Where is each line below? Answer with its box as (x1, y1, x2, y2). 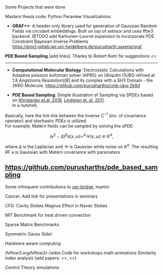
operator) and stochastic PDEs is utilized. (5, 118, 87, 124)
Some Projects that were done (5, 4, 65, 10)
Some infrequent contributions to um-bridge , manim (5, 183, 109, 189)
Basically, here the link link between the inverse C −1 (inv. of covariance (5, 112, 147, 118)
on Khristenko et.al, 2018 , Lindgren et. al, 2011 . (12, 97, 105, 103)
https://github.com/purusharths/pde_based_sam (5, 163, 158, 172)
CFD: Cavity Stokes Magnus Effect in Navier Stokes (5, 202, 108, 208)
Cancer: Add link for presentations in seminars (5, 193, 98, 199)
